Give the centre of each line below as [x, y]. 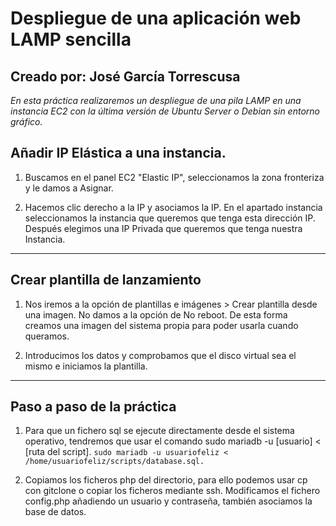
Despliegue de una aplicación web [156, 18]
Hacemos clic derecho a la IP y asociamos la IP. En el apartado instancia [173, 207]
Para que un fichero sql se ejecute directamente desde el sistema [159, 431]
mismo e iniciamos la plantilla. [86, 366]
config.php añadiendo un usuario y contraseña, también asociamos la [168, 501]
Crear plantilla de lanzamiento [106, 280]
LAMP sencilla [71, 39]
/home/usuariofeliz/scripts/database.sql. [114, 462]
